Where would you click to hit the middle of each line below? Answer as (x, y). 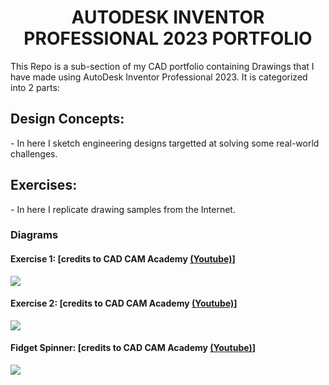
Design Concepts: (67, 119)
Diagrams (34, 235)
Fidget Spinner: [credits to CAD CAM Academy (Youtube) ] (133, 348)
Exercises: (44, 185)
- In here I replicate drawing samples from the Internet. (123, 209)
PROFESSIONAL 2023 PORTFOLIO (168, 38)
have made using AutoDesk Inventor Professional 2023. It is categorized (159, 77)
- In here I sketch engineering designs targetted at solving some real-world (165, 143)
